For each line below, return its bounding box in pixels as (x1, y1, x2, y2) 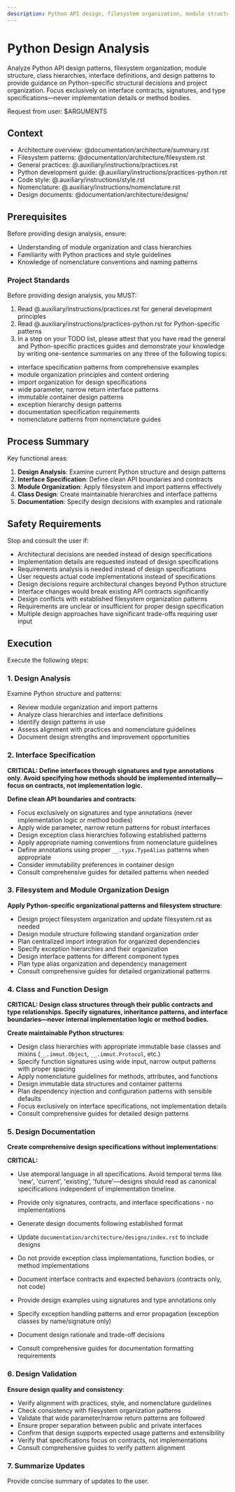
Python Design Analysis (7, 40, 150, 56)
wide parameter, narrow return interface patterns (17, 385, 159, 394)
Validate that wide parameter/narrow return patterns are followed (17, 1414, 205, 1422)
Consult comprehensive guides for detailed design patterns (17, 1109, 189, 1118)
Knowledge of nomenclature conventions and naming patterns (17, 258, 198, 266)
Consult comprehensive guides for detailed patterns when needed (17, 868, 209, 876)
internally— (187, 774, 223, 782)
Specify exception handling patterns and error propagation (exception (17, 1310, 219, 1318)
